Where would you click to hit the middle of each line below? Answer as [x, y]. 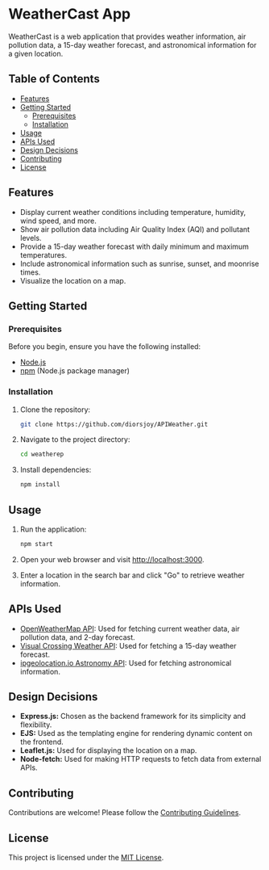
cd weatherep [42, 454]
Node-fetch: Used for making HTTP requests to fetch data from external [141, 759]
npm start [37, 544]
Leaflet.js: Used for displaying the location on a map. [108, 750]
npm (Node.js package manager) [75, 371]
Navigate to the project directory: [75, 439]
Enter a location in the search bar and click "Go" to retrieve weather [132, 575]
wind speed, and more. [58, 221]
